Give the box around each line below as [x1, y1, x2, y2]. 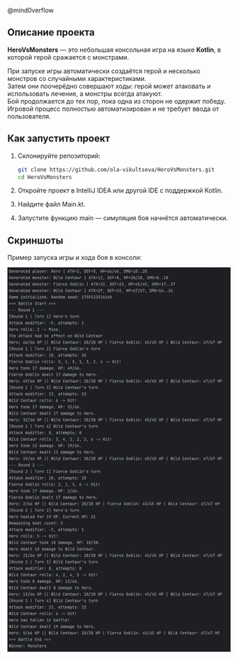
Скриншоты [7, 234, 64, 246]
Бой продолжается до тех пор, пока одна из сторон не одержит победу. [7, 97, 226, 105]
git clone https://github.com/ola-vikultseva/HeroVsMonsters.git [17, 166, 215, 173]
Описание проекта [7, 26, 95, 38]
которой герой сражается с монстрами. [7, 53, 130, 61]
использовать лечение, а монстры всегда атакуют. [7, 89, 163, 98]
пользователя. [7, 111, 51, 120]
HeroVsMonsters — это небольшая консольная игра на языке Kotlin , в [7, 45, 222, 54]
